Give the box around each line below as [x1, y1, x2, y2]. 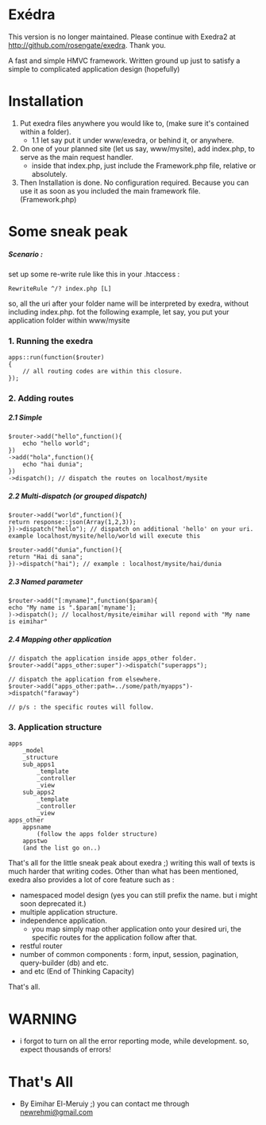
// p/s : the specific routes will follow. [8, 703, 155, 712]
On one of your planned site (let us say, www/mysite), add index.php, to [19, 143, 256, 153]
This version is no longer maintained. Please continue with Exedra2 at [8, 32, 236, 41]
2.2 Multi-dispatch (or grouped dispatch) [8, 491, 148, 501]
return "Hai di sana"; [8, 553, 83, 561]
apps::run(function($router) [8, 354, 105, 361]
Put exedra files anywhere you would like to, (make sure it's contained [19, 118, 249, 128]
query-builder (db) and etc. [19, 958, 109, 968]
